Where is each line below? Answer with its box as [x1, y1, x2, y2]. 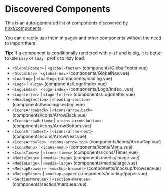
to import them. [5, 40, 37, 46]
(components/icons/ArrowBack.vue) [12, 112, 87, 118]
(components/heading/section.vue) [12, 101, 85, 107]
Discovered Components [5, 3, 111, 15]
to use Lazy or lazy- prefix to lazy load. [5, 55, 86, 61]
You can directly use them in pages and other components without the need [5, 35, 161, 41]
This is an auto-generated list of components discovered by [5, 20, 128, 26]
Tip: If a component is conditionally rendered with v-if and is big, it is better [5, 50, 162, 56]
